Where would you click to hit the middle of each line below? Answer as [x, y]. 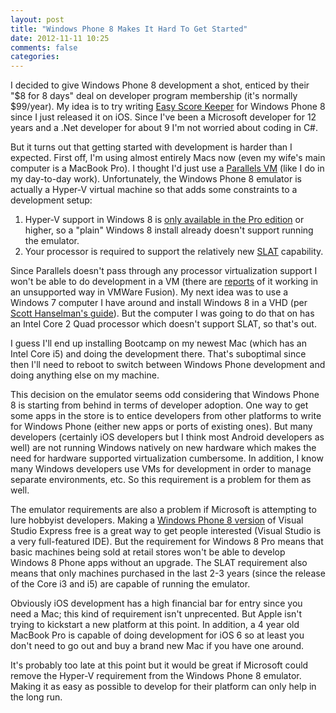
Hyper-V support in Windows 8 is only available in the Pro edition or [164, 220]
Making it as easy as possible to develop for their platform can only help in [163, 687]
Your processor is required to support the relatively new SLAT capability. [174, 252]
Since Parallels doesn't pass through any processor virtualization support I [164, 271]
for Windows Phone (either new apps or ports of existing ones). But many [161, 427]
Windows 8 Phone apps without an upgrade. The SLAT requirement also [159, 563]
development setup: [51, 200]
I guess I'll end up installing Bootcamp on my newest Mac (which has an [158, 343]
